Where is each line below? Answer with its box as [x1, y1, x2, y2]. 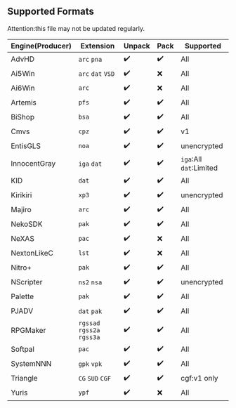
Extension [80, 41, 115, 51]
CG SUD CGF [78, 375, 112, 383]
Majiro [11, 205, 32, 215]
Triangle [11, 374, 38, 383]
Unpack [123, 41, 150, 51]
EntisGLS [11, 141, 41, 151]
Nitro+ [11, 263, 32, 272]
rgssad [78, 319, 100, 327]
